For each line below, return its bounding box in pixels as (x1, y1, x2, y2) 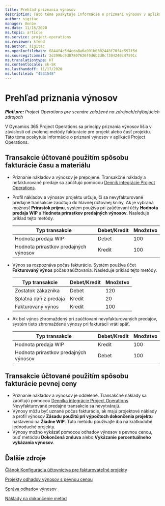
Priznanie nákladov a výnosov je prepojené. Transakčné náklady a (12, 174, 146, 180)
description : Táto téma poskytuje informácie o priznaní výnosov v (5, 12, 146, 17)
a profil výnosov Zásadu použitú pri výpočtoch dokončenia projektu (12, 413, 153, 419)
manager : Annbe (5, 21, 36, 26)
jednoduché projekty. (12, 424, 55, 430)
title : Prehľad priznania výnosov (5, 7, 76, 12)
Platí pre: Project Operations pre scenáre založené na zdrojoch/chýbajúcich (5, 109, 160, 115)
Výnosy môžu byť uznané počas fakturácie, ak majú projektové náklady (12, 408, 157, 414)
